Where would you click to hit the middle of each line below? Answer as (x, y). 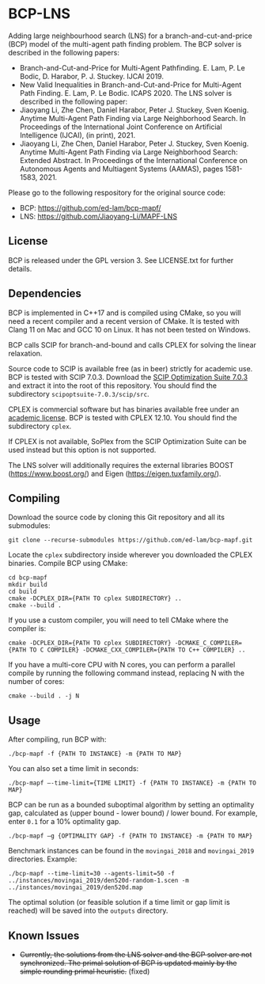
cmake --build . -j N (44, 696)
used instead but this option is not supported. (82, 450)
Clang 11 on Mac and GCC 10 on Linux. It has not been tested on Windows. (129, 329)
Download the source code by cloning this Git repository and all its (117, 517)
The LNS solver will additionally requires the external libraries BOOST (121, 465)
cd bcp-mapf (28, 578)
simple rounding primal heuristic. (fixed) (85, 971)
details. (20, 268)
